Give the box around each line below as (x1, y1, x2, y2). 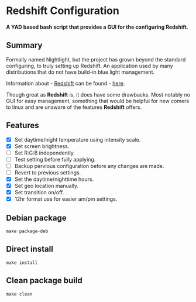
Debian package (6, 212, 67, 223)
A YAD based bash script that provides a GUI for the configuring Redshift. (6, 23, 188, 30)
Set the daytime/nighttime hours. (14, 176, 94, 183)
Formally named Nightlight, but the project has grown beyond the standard (6, 56, 186, 63)
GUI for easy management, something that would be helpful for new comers (6, 97, 190, 104)
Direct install (6, 244, 54, 254)
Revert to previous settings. (14, 169, 81, 176)
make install (6, 259, 38, 266)
